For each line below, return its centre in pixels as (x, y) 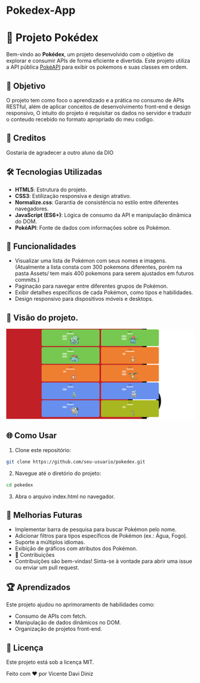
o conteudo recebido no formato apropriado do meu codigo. (80, 119)
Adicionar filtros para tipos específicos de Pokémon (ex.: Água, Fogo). (101, 536)
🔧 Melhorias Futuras (44, 515)
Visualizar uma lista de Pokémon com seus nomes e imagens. (91, 261)
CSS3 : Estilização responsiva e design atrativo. (73, 196)
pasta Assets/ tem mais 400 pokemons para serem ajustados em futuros (104, 273)
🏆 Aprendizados (38, 587)
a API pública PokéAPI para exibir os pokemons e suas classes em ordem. (97, 67)
